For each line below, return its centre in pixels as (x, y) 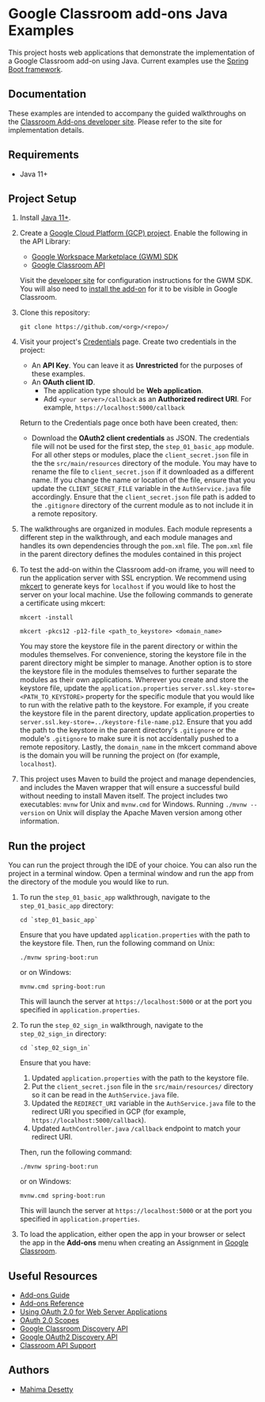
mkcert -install (46, 618)
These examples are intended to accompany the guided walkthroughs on (127, 113)
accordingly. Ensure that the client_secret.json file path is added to (143, 497)
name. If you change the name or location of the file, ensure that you (143, 480)
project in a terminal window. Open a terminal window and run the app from (131, 874)
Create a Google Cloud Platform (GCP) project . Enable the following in (133, 233)
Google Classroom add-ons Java (118, 14)
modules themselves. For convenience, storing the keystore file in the (133, 655)
